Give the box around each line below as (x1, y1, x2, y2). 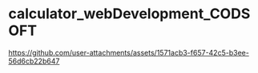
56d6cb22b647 (8, 56, 60, 66)
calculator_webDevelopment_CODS (8, 5, 251, 23)
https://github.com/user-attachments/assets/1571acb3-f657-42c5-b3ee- (8, 48, 250, 57)
